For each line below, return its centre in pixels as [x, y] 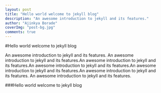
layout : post [18, 9]
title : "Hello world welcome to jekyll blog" [52, 14]
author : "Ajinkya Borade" [31, 23]
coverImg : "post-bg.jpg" [30, 28]
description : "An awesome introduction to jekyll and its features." [77, 18]
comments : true [20, 32]
